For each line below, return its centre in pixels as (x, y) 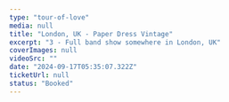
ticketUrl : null (39, 75)
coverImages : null (43, 51)
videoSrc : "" (33, 59)
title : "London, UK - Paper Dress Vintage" (91, 34)
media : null (31, 26)
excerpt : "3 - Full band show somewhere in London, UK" (115, 42)
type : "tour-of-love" (49, 17)
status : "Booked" (41, 83)
